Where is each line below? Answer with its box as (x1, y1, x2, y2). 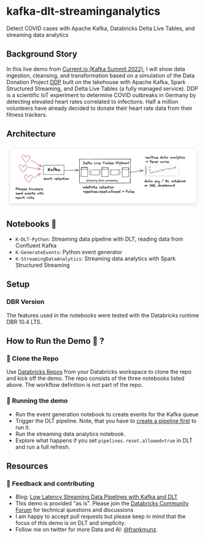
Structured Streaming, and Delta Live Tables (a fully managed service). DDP (6, 85, 198, 92)
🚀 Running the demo (6, 397, 68, 405)
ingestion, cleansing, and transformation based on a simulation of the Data (6, 72, 195, 79)
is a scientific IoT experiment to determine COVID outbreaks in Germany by (6, 91, 196, 99)
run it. (15, 424, 31, 431)
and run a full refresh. (15, 443, 71, 451)
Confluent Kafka (15, 241, 57, 249)
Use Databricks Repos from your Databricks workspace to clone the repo (6, 368, 192, 376)
